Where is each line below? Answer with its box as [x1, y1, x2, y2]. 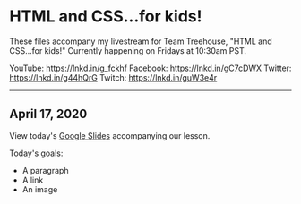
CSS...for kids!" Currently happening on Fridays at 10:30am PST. [9, 45, 247, 55]
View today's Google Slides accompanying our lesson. [9, 130, 211, 140]
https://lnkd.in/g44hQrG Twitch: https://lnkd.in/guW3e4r [9, 72, 218, 82]
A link [21, 174, 44, 185]
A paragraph [21, 165, 69, 175]
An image [21, 183, 58, 194]
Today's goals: [9, 148, 64, 158]
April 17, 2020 [9, 106, 88, 122]
